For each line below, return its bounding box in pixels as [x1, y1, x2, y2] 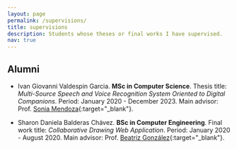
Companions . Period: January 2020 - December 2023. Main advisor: [17, 96, 219, 105]
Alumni [7, 63, 40, 75]
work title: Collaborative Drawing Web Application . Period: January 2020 [17, 126, 231, 134]
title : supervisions [7, 23, 69, 31]
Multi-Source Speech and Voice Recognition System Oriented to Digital [17, 89, 226, 98]
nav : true [7, 37, 37, 44]
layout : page [7, 10, 46, 18]
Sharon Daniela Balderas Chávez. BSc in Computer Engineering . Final [17, 118, 223, 126]
